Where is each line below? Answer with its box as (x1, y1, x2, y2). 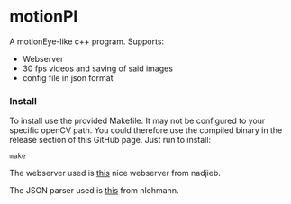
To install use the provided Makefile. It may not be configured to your (9, 115, 266, 127)
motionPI (9, 6, 78, 27)
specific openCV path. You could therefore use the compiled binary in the (9, 125, 283, 136)
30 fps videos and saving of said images (22, 63, 174, 74)
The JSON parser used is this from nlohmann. (9, 185, 179, 196)
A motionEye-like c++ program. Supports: (9, 36, 165, 47)
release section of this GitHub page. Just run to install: (9, 135, 212, 146)
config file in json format (22, 72, 114, 83)
